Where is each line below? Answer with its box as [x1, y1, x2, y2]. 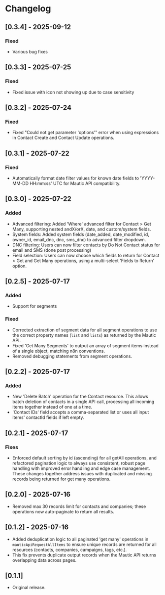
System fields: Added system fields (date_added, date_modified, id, [12, 231, 149, 237]
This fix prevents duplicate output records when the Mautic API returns [12, 552, 157, 558]
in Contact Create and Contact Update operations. [12, 135, 115, 141]
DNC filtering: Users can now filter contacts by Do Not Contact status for [12, 242, 160, 248]
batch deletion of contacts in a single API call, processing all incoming [12, 399, 155, 405]
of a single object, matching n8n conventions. [12, 348, 105, 354]
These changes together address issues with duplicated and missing [12, 470, 152, 476]
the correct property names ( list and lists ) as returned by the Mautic [12, 332, 156, 338]
